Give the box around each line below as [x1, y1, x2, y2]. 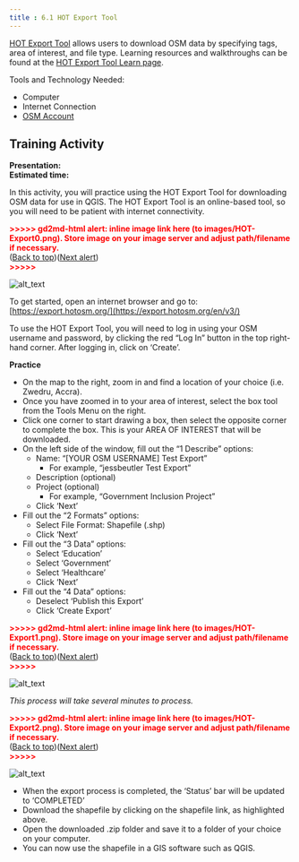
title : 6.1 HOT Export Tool [9, 13, 118, 22]
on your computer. [21, 833, 91, 844]
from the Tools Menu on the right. [21, 405, 147, 417]
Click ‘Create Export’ [35, 606, 112, 616]
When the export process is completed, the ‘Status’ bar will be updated [21, 786, 285, 797]
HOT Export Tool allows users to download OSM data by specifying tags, [9, 38, 278, 48]
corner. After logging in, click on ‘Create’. [30, 342, 181, 353]
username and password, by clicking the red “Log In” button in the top [9, 332, 269, 343]
